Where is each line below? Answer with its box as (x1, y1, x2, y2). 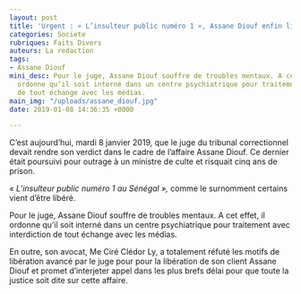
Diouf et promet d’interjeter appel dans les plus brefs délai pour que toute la (9, 265, 289, 276)
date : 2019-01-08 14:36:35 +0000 (9, 105, 134, 114)
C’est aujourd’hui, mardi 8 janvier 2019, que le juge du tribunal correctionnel (9, 137, 289, 148)
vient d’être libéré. (9, 193, 76, 203)
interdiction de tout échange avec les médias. (9, 229, 177, 240)
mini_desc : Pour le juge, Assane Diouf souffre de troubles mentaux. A (9, 72, 282, 81)
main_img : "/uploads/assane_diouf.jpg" (9, 96, 159, 106)
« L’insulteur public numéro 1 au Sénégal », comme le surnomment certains (9, 183, 288, 194)
